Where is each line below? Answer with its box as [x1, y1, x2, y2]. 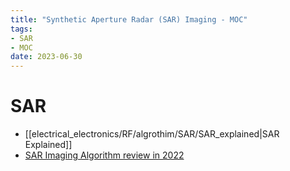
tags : [10, 24, 33, 34]
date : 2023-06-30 [10, 52, 83, 62]
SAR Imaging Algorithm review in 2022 [24, 149, 185, 161]
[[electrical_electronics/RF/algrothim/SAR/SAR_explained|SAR [24, 128, 280, 140]
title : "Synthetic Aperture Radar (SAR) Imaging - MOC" [10, 14, 248, 25]
